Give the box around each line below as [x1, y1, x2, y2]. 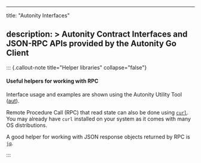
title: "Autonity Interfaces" [6, 12, 70, 19]
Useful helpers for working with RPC [6, 77, 99, 84]
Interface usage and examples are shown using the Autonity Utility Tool [6, 91, 182, 98]
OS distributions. [6, 122, 48, 129]
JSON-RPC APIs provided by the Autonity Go [6, 38, 176, 49]
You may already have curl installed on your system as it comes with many [6, 115, 191, 123]
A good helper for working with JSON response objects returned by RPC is [6, 133, 190, 141]
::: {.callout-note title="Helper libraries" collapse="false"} [6, 64, 147, 71]
